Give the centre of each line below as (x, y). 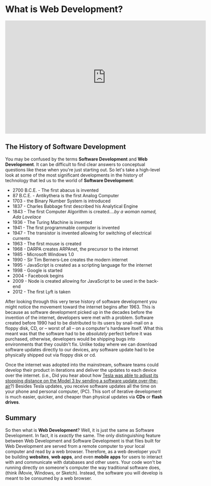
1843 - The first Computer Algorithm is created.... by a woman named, (84, 211)
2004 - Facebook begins (38, 276)
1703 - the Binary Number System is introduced (61, 201)
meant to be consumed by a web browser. (49, 478)
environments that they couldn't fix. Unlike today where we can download (81, 344)
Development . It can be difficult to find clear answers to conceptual (75, 164)
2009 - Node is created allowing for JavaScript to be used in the (79, 281)
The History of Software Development (66, 147)
